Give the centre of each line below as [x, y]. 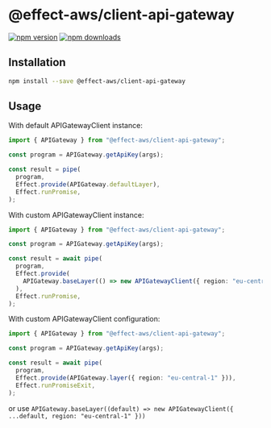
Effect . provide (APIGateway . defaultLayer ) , [88, 184]
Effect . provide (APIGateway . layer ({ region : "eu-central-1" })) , [126, 378]
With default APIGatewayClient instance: [75, 126]
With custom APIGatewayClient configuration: [84, 319]
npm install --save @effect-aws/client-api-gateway [97, 81]
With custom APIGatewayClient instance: [76, 214]
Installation [37, 62]
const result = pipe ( [45, 170]
